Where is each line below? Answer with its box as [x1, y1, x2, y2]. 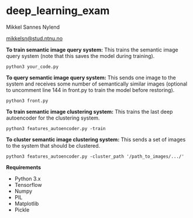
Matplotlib [14, 200, 39, 207]
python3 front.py [6, 98, 49, 104]
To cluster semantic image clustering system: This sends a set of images [6, 136, 186, 143]
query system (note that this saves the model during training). [6, 52, 155, 59]
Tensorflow [14, 181, 42, 188]
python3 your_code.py [6, 63, 59, 70]
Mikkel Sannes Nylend [6, 23, 60, 30]
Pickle [14, 206, 30, 213]
